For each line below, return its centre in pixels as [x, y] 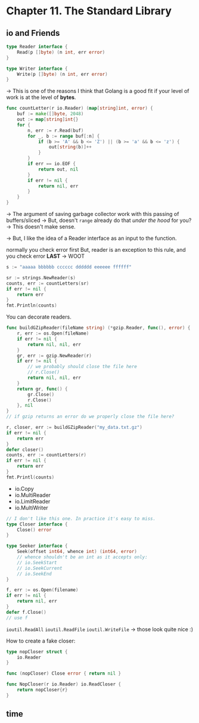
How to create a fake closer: [41, 641]
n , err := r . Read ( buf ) [56, 130]
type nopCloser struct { [37, 651]
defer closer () [25, 449]
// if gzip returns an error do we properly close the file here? [90, 417]
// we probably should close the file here [82, 367]
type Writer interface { [37, 69]
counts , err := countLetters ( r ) [46, 455]
